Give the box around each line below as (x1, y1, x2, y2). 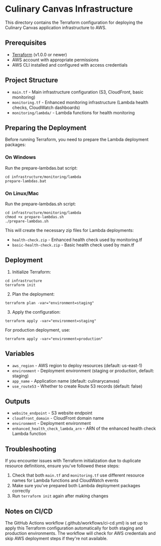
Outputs (5, 397, 31, 405)
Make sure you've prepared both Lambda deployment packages (12, 483, 141, 489)
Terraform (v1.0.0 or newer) (12, 52, 67, 57)
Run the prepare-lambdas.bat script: (5, 165, 78, 171)
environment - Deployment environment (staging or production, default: (12, 368, 154, 373)
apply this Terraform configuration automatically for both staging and (5, 525, 143, 531)
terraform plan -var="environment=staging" (5, 300, 95, 305)
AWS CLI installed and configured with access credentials (12, 62, 128, 68)
